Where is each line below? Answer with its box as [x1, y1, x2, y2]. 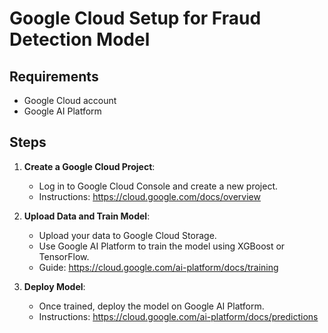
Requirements [9, 68, 99, 85]
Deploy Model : [23, 280, 86, 292]
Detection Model [9, 28, 151, 51]
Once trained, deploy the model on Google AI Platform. [38, 300, 265, 312]
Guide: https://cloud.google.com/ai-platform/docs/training [38, 261, 279, 273]
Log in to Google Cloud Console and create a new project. [38, 180, 279, 192]
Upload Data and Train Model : [23, 210, 151, 222]
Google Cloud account [23, 95, 117, 106]
